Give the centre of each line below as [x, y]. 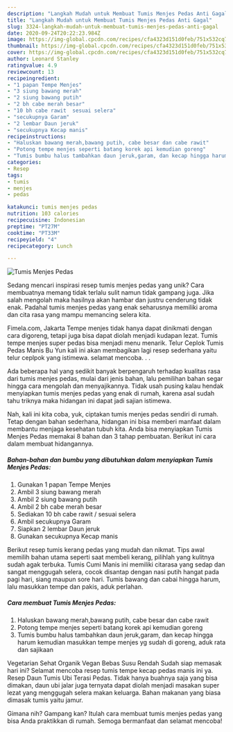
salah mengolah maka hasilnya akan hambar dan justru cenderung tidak [110, 300]
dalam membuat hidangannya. [50, 444]
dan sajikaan [35, 650]
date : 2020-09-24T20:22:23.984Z [54, 33]
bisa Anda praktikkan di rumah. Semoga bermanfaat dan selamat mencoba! [115, 721]
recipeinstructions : [37, 136]
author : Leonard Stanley [43, 59]
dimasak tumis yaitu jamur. [45, 700]
